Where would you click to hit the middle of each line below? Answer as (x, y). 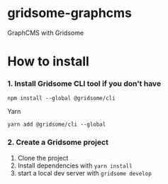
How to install (49, 61)
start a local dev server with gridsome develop (85, 173)
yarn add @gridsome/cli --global (57, 125)
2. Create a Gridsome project (58, 142)
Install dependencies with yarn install (75, 166)
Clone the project (43, 158)
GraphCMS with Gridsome (45, 33)
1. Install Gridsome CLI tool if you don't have (84, 84)
